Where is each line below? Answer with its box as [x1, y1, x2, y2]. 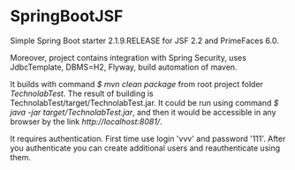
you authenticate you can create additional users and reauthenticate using [10, 143, 281, 153]
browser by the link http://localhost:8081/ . [10, 116, 163, 127]
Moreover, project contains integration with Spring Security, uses [10, 52, 246, 63]
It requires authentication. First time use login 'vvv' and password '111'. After [10, 133, 286, 144]
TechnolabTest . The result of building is [10, 88, 154, 99]
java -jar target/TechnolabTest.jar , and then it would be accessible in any [10, 107, 276, 117]
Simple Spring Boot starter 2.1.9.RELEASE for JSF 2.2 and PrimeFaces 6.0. [10, 35, 279, 46]
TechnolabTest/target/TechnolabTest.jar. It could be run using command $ [10, 97, 279, 107]
